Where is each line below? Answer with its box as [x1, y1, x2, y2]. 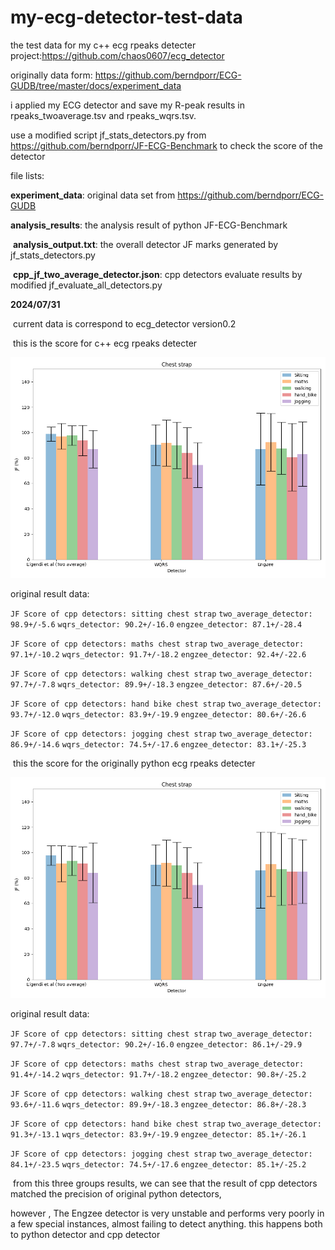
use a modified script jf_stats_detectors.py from [10, 129, 207, 141]
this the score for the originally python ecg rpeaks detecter [12, 757, 256, 769]
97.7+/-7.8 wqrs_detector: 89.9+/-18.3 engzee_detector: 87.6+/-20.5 [10, 679, 303, 690]
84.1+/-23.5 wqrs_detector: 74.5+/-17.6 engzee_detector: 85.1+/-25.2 [10, 1159, 307, 1170]
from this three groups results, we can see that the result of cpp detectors [12, 1177, 318, 1189]
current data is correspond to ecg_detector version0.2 [12, 317, 237, 330]
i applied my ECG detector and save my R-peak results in [10, 99, 246, 111]
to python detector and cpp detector [10, 1228, 161, 1240]
